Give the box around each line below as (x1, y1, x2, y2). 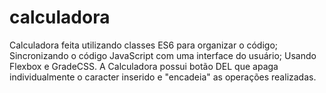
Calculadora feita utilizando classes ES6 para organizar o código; (9, 39, 279, 51)
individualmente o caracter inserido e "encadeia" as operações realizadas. (9, 71, 317, 83)
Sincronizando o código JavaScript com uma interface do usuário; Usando (9, 49, 317, 61)
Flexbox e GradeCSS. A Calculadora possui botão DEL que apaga (9, 60, 279, 72)
